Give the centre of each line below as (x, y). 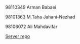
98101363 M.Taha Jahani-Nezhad (40, 17)
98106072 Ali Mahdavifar (31, 26)
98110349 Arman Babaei (31, 7)
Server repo (18, 36)
